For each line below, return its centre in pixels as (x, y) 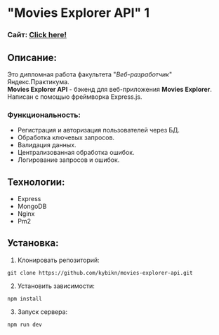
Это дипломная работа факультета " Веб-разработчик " (90, 74)
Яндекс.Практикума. (38, 81)
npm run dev (25, 324)
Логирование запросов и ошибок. (68, 160)
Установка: (33, 243)
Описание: (32, 57)
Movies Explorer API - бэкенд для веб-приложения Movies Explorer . (109, 89)
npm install (25, 299)
